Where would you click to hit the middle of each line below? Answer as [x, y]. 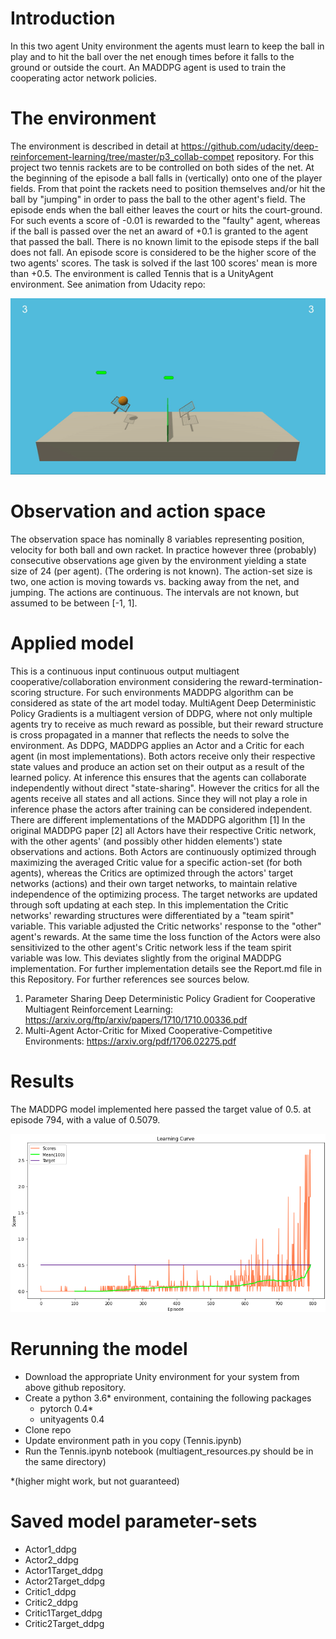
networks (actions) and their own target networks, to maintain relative [154, 883]
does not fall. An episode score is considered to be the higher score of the [163, 252]
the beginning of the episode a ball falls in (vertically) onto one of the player [166, 178]
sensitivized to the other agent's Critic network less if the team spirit [151, 947]
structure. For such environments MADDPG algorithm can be [168, 692]
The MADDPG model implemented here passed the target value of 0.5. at [161, 1109]
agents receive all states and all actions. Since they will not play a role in [159, 798]
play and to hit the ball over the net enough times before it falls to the [152, 56]
